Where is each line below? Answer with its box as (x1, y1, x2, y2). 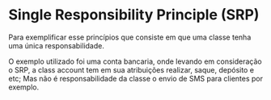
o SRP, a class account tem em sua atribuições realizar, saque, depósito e (8, 65, 255, 74)
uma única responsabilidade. (8, 40, 105, 50)
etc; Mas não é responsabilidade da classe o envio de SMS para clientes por (8, 73, 263, 83)
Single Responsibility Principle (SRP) (8, 6, 260, 24)
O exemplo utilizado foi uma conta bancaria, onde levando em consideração (8, 56, 262, 66)
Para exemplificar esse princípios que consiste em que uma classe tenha (8, 32, 252, 42)
